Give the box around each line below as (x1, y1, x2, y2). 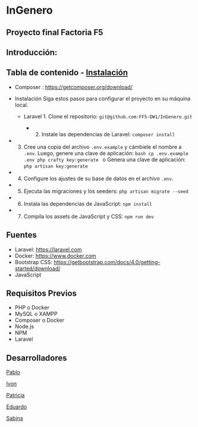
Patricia (6, 392, 25, 399)
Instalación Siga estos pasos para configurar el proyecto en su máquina (14, 95, 191, 102)
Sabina (6, 415, 23, 422)
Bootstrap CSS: (14, 258, 53, 265)
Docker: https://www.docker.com (14, 252, 96, 259)
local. (14, 101, 29, 108)
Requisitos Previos (6, 288, 77, 298)
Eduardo (6, 403, 27, 410)
